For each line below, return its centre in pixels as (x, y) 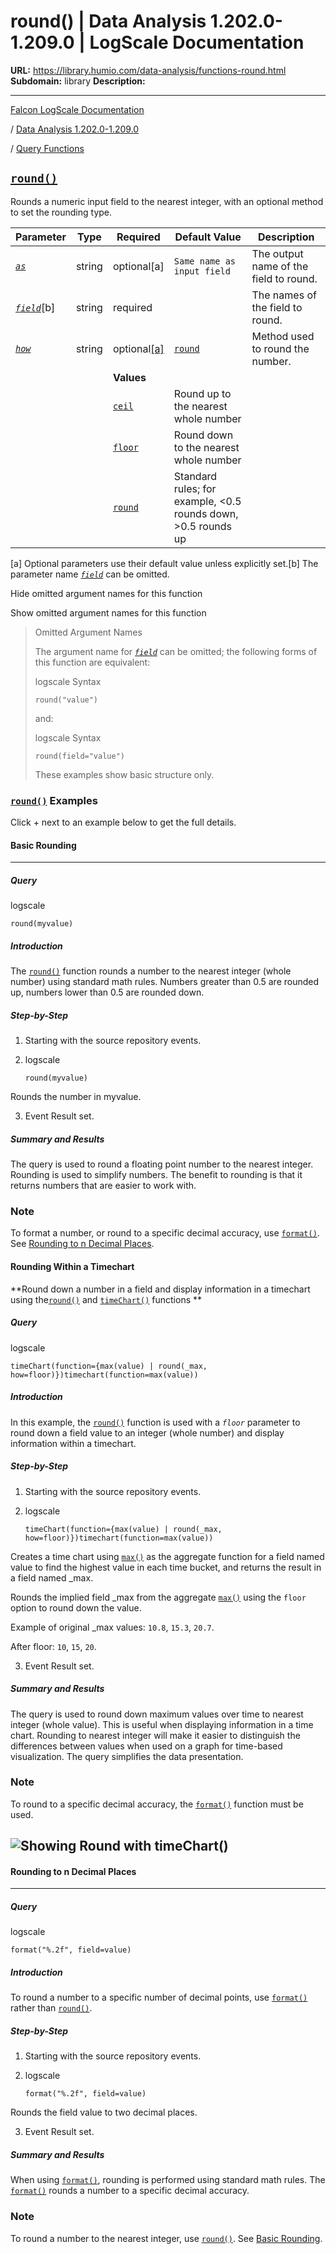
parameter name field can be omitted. (90, 574)
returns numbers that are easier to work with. (103, 1186)
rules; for (195, 488)
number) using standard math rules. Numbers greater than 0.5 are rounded (165, 982)
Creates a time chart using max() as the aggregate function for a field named (167, 1556)
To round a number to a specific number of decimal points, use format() (159, 1997)
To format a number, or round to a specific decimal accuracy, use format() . (165, 1233)
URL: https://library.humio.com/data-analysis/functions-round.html (148, 70)
